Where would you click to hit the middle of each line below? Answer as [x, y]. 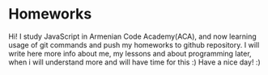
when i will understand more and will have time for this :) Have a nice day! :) [134, 62]
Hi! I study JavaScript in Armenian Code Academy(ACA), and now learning [132, 36]
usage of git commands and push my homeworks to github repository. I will [134, 44]
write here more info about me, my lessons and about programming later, [130, 53]
